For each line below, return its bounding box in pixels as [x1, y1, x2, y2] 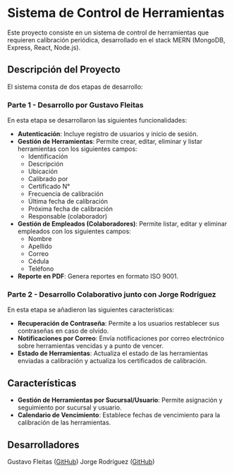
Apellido [27, 242, 53, 251]
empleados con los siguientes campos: [17, 227, 132, 235]
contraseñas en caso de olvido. [17, 326, 109, 336]
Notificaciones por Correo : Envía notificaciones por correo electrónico [17, 334, 224, 343]
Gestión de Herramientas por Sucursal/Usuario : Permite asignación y [17, 396, 223, 405]
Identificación [27, 152, 68, 161]
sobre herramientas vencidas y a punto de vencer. [17, 342, 164, 350]
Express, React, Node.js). [7, 43, 81, 51]
